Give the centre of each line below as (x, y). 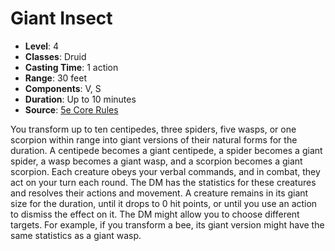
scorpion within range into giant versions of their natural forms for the (154, 139)
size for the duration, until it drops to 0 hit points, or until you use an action (164, 203)
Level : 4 (42, 46)
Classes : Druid (55, 56)
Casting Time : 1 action (71, 67)
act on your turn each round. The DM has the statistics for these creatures (163, 182)
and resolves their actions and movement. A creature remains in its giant (159, 193)
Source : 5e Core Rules (71, 109)
